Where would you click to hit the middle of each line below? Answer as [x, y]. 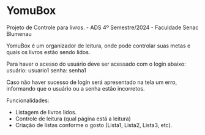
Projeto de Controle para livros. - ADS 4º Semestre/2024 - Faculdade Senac [102, 27]
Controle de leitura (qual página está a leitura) [73, 119]
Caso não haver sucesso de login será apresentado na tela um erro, [92, 82]
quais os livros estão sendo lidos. [48, 52]
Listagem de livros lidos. [46, 112]
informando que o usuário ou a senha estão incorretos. [76, 88]
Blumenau [19, 33]
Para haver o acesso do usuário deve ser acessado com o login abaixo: [96, 64]
